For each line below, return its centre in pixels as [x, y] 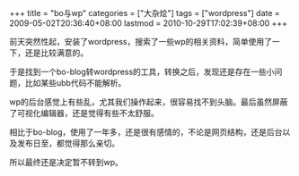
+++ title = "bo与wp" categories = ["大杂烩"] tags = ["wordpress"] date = [145, 13]
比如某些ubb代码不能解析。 [75, 83]
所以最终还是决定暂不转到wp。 [66, 162]
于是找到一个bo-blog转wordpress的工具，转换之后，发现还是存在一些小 [142, 71]
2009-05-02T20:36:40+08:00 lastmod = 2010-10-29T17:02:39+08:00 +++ [149, 23]
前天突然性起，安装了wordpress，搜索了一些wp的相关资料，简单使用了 [141, 42]
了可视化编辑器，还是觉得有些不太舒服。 [84, 113]
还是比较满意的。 [56, 53]
